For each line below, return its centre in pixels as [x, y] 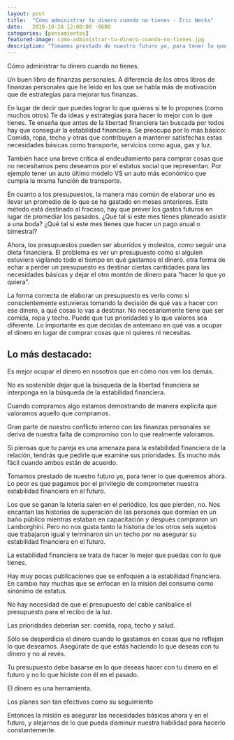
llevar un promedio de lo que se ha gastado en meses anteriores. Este [108, 202]
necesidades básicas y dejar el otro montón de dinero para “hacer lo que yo [116, 274]
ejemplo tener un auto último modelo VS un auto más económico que [107, 173]
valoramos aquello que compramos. [59, 413]
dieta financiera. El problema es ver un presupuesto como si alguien [105, 252]
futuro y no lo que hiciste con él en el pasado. [73, 674]
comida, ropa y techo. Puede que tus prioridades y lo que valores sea [107, 318]
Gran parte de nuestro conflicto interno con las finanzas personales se [109, 427]
